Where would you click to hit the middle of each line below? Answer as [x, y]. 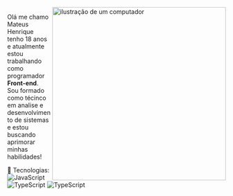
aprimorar [21, 142]
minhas [18, 149]
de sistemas [32, 120]
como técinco [27, 98]
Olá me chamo [28, 17]
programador [26, 76]
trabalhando [25, 61]
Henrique [20, 32]
